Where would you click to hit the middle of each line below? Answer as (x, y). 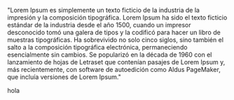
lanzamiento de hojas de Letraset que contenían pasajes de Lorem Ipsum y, (116, 62)
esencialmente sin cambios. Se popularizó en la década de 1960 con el (110, 55)
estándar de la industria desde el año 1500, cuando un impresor (99, 25)
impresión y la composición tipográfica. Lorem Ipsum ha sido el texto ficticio (117, 17)
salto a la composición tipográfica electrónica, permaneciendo (97, 47)
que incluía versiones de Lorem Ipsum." (64, 77)
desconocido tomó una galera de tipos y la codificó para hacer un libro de (114, 32)
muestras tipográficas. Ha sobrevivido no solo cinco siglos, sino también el (116, 40)
